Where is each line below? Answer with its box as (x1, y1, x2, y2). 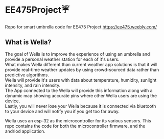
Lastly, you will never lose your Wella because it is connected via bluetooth (5, 103, 156, 109)
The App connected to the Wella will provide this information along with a (5, 87, 153, 93)
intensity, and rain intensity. (5, 82, 61, 88)
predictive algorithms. (5, 72, 49, 78)
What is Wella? (5, 38, 51, 46)
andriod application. (5, 128, 46, 134)
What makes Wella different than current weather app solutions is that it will (5, 61, 158, 67)
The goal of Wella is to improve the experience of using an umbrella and (5, 51, 150, 57)
